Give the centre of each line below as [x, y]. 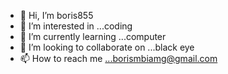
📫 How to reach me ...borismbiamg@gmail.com [118, 58]
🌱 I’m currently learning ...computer [93, 36]
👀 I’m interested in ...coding [76, 26]
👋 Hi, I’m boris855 [56, 15]
